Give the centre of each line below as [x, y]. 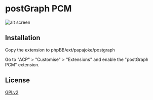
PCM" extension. [22, 64]
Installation [23, 38]
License [18, 80]
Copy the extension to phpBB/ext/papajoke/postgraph [60, 50]
